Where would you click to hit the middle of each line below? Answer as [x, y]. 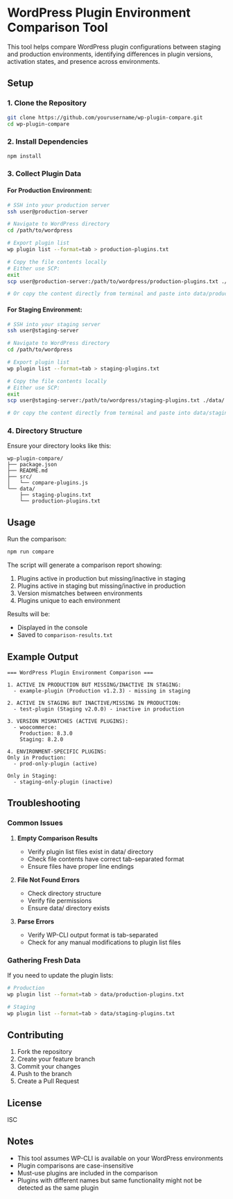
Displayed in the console [52, 628]
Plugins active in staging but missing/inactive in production [101, 586]
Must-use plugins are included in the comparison [87, 1173]
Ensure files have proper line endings [80, 866]
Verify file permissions [60, 901]
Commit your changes [49, 1066]
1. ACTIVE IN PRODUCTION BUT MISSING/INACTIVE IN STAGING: [94, 685]
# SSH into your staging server [54, 324]
